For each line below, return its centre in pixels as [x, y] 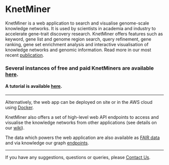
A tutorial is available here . [34, 86]
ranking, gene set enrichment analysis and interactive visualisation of [77, 44]
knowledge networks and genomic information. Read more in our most [78, 50]
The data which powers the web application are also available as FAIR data [82, 138]
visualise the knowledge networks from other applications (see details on [81, 123]
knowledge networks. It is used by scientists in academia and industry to [80, 28]
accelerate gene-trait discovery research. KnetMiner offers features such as [84, 34]
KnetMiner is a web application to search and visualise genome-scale [77, 23]
